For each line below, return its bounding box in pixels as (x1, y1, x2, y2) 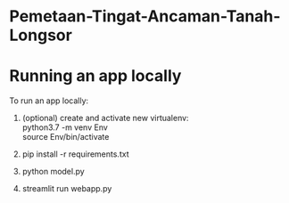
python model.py (21, 166, 85, 177)
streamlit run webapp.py (21, 183, 112, 194)
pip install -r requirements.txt (21, 149, 129, 159)
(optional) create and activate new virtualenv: (21, 113, 189, 124)
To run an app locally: (9, 95, 89, 106)
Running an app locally (9, 66, 182, 86)
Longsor (9, 25, 73, 45)
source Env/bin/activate (21, 132, 110, 142)
